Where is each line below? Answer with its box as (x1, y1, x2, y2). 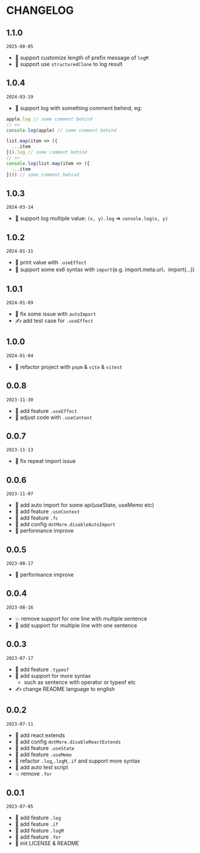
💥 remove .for (14, 770, 52, 777)
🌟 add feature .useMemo (14, 751, 72, 758)
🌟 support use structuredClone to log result (14, 61, 123, 67)
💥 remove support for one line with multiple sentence (14, 615, 147, 622)
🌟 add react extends (14, 731, 65, 739)
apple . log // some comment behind (6, 116, 93, 122)
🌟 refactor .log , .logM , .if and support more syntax (14, 757, 141, 765)
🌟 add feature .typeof (14, 666, 69, 673)
